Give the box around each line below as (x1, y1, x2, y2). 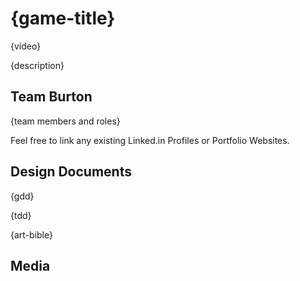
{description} (10, 59, 65, 71)
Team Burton (10, 88, 93, 106)
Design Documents (10, 163, 132, 181)
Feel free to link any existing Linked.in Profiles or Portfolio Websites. (10, 134, 290, 146)
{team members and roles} (10, 115, 121, 127)
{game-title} (10, 7, 116, 30)
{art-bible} (10, 228, 53, 241)
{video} (10, 40, 42, 52)
